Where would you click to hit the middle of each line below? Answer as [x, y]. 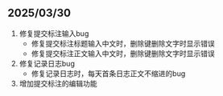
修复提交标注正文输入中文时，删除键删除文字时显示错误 [123, 53]
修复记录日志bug [47, 63]
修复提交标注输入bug [54, 33]
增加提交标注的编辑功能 [58, 83]
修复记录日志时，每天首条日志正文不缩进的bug [108, 73]
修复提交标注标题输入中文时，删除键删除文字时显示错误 [123, 43]
